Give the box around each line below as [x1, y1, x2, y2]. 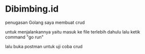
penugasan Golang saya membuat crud [5, 19, 85, 25]
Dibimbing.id [5, 3, 59, 15]
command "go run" [5, 34, 44, 40]
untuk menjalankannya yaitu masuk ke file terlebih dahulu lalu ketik [5, 29, 141, 35]
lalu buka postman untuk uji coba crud [5, 43, 83, 49]
